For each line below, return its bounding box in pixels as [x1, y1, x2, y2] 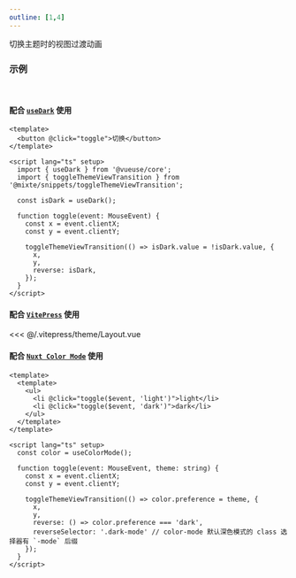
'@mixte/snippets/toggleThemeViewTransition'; [9, 181, 184, 190]
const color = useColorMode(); [17, 448, 133, 457]
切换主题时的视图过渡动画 [9, 38, 102, 49]
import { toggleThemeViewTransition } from [17, 173, 179, 182]
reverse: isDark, [32, 266, 97, 275]
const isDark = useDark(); [17, 197, 117, 205]
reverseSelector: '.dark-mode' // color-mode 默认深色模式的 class [32, 528, 277, 536]
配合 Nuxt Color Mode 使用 [9, 351, 104, 361]
